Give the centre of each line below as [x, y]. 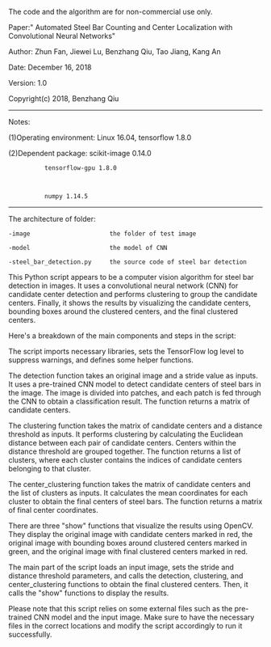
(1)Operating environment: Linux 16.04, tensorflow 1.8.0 [100, 137]
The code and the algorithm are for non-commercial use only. [110, 12]
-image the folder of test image [102, 234]
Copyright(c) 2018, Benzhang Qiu [64, 99]
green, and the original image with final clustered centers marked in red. [128, 552]
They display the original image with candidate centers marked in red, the [131, 534]
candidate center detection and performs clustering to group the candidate [133, 294]
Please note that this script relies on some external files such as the [121, 609]
